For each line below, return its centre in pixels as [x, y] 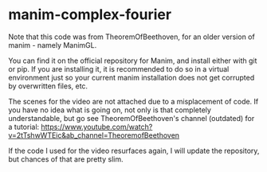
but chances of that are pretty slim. [66, 159]
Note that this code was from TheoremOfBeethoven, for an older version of [132, 37]
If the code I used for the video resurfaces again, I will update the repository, [134, 150]
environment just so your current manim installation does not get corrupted [132, 77]
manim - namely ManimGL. [53, 45]
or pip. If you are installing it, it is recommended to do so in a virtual [119, 68]
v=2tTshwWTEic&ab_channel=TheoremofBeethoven [94, 135]
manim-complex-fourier [90, 15]
